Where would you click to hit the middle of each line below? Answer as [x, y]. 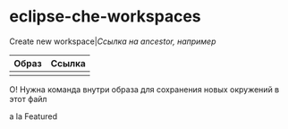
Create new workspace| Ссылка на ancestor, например [113, 41]
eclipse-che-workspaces [105, 17]
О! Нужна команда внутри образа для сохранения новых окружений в [144, 89]
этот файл [28, 99]
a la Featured [34, 116]
